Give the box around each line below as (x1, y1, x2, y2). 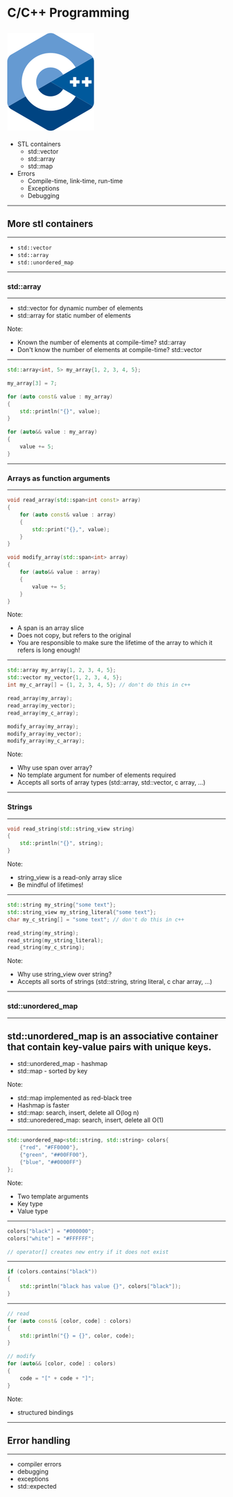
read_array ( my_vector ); (7, 702, 76, 709)
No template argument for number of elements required (17, 771, 176, 779)
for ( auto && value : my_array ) (7, 428, 98, 435)
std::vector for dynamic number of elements (17, 304, 144, 312)
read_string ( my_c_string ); (7, 944, 85, 951)
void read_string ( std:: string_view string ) (7, 825, 135, 833)
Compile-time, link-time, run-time (27, 177, 123, 185)
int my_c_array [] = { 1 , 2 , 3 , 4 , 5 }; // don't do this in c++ (7, 682, 191, 689)
